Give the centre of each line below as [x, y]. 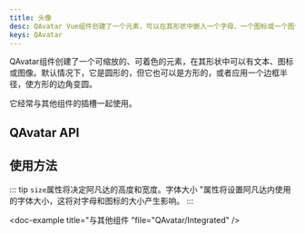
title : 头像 [30, 18]
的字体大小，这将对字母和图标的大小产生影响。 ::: [102, 200]
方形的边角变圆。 [65, 84]
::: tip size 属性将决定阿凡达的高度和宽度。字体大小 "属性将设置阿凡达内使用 [150, 189]
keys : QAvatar [36, 34]
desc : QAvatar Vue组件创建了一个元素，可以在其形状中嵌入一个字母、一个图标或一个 [149, 26]
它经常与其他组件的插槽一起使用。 [73, 103]
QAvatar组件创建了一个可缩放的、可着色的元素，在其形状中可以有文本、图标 [152, 62]
